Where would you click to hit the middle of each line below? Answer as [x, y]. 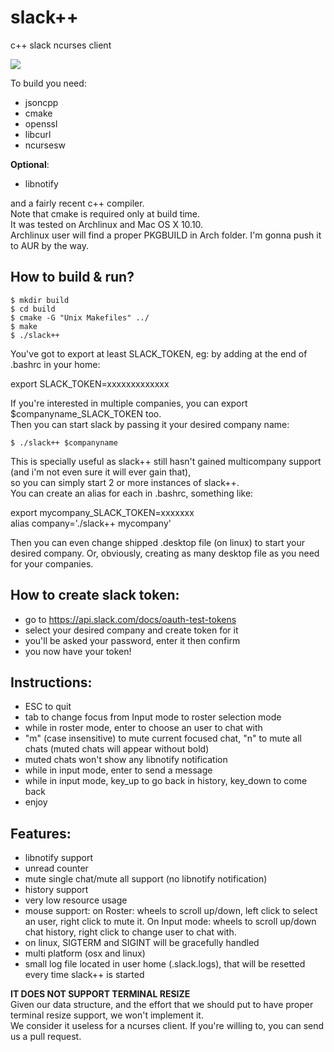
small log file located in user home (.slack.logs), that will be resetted [165, 964]
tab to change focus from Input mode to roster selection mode [153, 717]
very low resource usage [76, 900]
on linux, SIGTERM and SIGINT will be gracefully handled [142, 943]
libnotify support [59, 858]
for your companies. [52, 563]
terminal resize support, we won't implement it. [107, 1015]
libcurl [38, 134]
